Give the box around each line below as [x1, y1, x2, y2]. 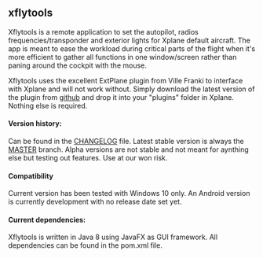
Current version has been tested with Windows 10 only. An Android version [8, 189, 250, 198]
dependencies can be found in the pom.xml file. [8, 241, 163, 250]
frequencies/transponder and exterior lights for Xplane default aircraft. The [8, 35, 251, 45]
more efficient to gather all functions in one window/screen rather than [8, 52, 237, 61]
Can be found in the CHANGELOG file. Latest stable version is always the [8, 137, 245, 146]
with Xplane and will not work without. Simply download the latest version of [8, 84, 255, 94]
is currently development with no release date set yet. [8, 197, 182, 207]
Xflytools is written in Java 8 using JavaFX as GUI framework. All [8, 232, 218, 242]
